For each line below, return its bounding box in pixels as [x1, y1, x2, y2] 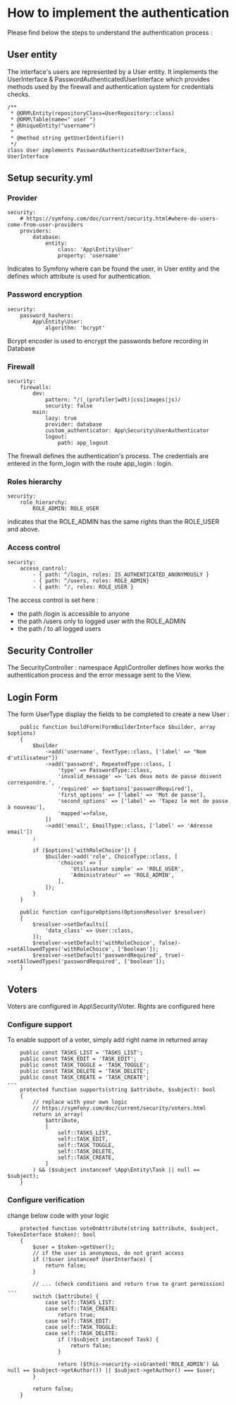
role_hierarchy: [20, 499, 68, 506]
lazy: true [44, 415, 77, 422]
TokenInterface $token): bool [7, 1231, 97, 1238]
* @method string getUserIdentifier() [10, 134, 125, 142]
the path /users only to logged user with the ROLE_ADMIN [17, 617, 186, 625]
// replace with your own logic [32, 1098, 128, 1106]
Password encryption [7, 290, 82, 300]
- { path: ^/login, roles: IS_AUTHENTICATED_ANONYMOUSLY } [32, 571, 210, 578]
